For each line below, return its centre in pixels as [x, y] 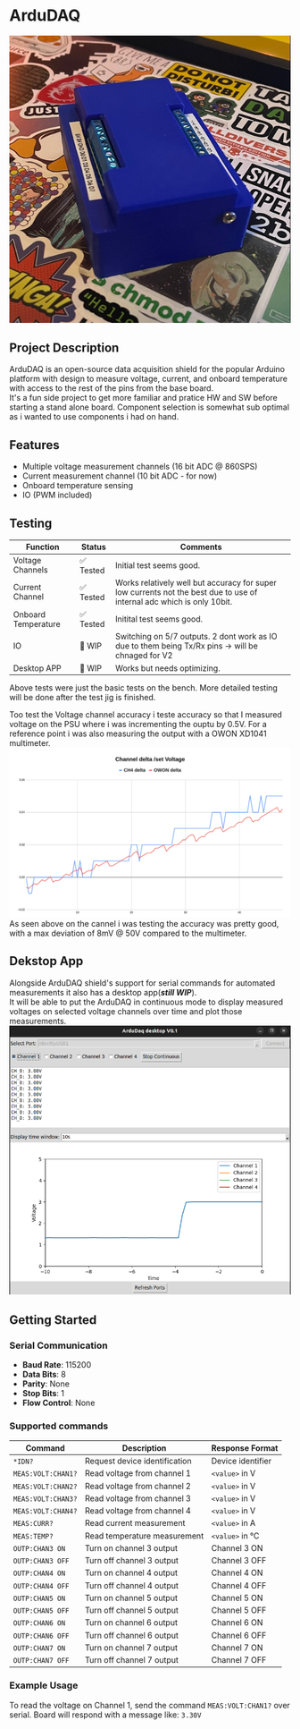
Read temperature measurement [144, 1536]
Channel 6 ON [237, 1623]
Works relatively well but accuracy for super [196, 582]
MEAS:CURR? [33, 1524]
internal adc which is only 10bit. [174, 601]
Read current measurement [135, 1523]
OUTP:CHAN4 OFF [41, 1586]
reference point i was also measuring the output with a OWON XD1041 [138, 733]
